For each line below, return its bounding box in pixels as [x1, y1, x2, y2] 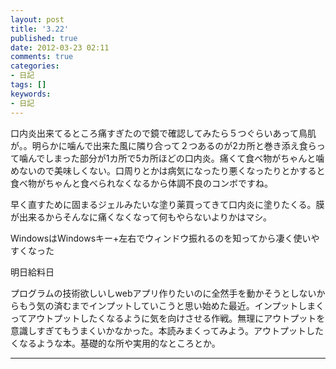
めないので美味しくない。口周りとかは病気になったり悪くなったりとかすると [10, 164, 326, 176]
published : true [10, 33, 78, 43]
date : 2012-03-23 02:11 [10, 42, 110, 53]
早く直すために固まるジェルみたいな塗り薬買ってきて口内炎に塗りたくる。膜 [10, 198, 325, 210]
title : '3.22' [10, 24, 70, 34]
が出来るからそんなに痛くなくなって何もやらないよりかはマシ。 [10, 211, 272, 223]
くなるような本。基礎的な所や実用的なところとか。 [10, 337, 221, 349]
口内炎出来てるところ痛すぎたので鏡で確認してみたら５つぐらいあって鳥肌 [10, 127, 317, 139]
